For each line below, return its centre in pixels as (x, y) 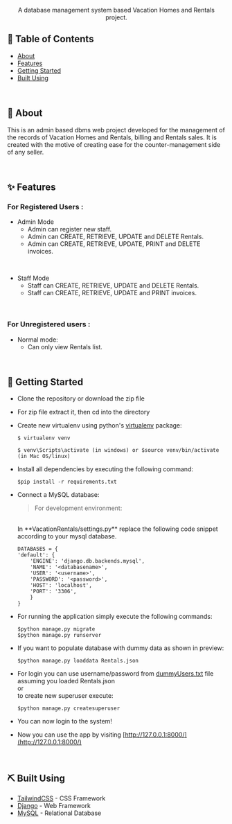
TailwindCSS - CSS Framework (61, 798)
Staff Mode (33, 278)
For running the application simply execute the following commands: (115, 617)
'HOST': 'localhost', (61, 586)
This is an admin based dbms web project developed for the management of (116, 130)
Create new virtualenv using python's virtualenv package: (99, 426)
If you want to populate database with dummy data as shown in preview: (121, 648)
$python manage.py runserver (59, 635)
